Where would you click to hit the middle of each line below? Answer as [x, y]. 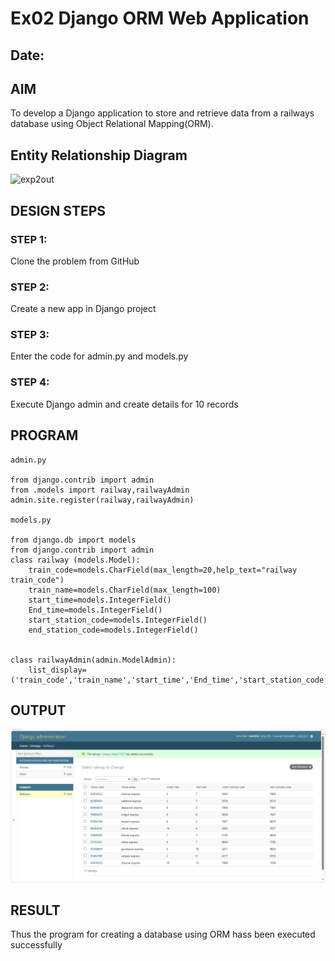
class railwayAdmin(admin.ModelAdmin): [93, 660]
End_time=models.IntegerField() [95, 610]
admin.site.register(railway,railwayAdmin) [102, 500]
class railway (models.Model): [75, 560]
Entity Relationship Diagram [99, 155]
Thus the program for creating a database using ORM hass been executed [163, 934]
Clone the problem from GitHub [75, 261]
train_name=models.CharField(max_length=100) [125, 590]
